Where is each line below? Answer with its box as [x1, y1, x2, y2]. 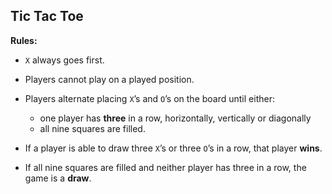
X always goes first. [24, 54, 105, 66]
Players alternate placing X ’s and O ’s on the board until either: [24, 92, 275, 104]
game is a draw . [24, 172, 92, 184]
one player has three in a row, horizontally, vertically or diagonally [39, 112, 312, 124]
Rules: [10, 34, 38, 46]
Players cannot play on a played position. [24, 73, 195, 85]
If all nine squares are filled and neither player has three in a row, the [24, 161, 307, 173]
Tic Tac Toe [10, 8, 84, 25]
